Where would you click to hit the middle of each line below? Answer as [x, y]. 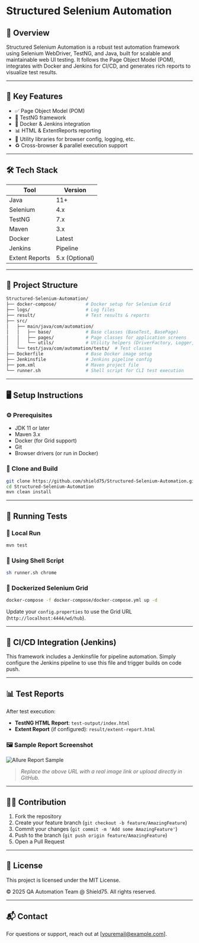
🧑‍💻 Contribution [36, 802]
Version [76, 190]
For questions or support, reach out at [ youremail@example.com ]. [87, 934]
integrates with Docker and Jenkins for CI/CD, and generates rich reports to [98, 66]
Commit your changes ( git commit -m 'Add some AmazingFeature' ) [96, 828]
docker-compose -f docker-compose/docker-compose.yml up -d [82, 601]
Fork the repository [38, 816]
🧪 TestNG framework [40, 118]
